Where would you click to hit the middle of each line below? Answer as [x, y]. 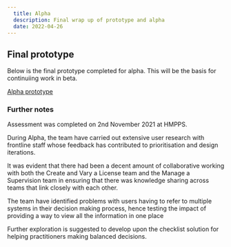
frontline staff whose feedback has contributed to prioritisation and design [113, 145]
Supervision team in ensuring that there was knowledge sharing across [108, 181]
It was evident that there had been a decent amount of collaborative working [116, 166]
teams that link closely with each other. [63, 188]
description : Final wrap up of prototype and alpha [89, 20]
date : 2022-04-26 [38, 26]
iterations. [21, 152]
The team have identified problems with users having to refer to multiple [110, 201]
